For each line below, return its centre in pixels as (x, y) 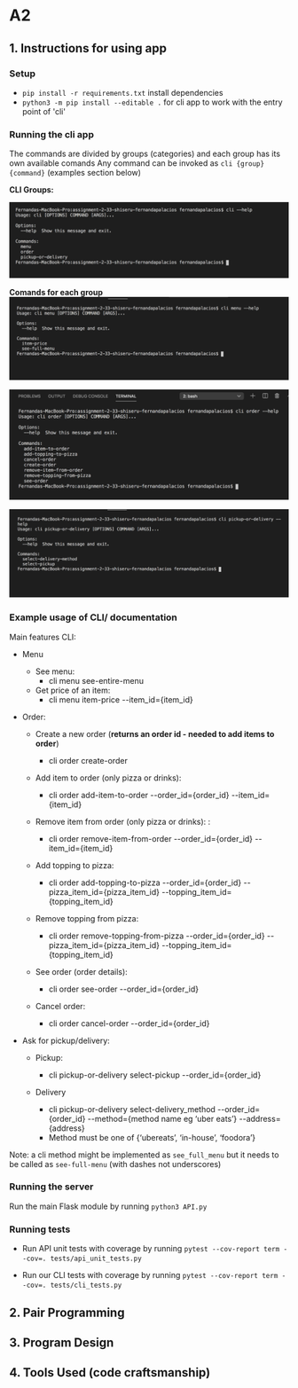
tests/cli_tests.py (86, 1286)
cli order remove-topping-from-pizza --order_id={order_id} (157, 936)
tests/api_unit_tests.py (96, 1259)
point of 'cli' (44, 111)
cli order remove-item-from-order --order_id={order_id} (151, 838)
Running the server (51, 1187)
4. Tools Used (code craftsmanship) (110, 1372)
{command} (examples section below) (75, 173)
